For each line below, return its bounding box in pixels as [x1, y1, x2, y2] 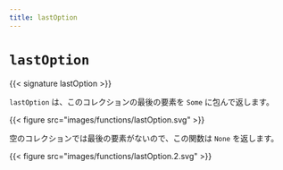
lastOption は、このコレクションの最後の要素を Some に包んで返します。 [9, 96, 274, 107]
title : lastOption [9, 13, 78, 22]
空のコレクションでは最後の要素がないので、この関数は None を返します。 [9, 132, 279, 143]
